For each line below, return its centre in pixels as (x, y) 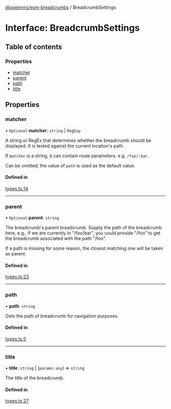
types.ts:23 (17, 277)
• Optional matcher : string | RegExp (43, 130)
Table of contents (34, 47)
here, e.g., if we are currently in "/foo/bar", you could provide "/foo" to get (83, 233)
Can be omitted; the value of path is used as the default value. (70, 165)
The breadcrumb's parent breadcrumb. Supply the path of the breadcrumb (83, 228)
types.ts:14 (17, 188)
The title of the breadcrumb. (35, 378)
